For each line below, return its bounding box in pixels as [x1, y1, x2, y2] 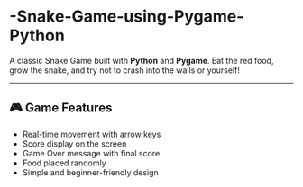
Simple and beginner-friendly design [22, 166, 160, 177]
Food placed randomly [22, 157, 106, 168]
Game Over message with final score [22, 147, 161, 158]
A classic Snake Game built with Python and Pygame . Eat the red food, [9, 55, 274, 66]
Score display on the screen [22, 138, 127, 149]
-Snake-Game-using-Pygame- [9, 6, 244, 27]
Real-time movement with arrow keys [22, 129, 161, 139]
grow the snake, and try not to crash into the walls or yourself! [9, 65, 241, 76]
